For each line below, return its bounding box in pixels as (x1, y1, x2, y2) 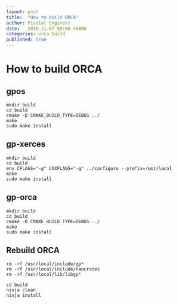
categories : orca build (6, 31, 66, 37)
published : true (6, 37, 47, 42)
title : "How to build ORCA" (6, 14, 79, 20)
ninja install (6, 293, 42, 299)
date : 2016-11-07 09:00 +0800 (6, 25, 87, 32)
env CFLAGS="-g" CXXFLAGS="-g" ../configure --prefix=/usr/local (6, 165, 172, 171)
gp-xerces (6, 139, 46, 150)
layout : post (6, 8, 39, 15)
